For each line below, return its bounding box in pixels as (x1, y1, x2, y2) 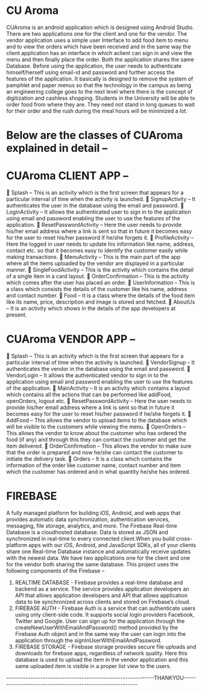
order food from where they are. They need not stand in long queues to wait (6, 100, 195, 108)
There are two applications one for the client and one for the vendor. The (6, 30, 188, 37)
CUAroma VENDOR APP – (6, 332, 136, 346)
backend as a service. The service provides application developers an (14, 585, 189, 592)
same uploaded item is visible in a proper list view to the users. (14, 662, 172, 669)
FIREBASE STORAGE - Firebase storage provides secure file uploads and (14, 643, 197, 650)
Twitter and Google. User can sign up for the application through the (14, 617, 185, 624)
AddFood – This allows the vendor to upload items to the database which (6, 417, 188, 424)
